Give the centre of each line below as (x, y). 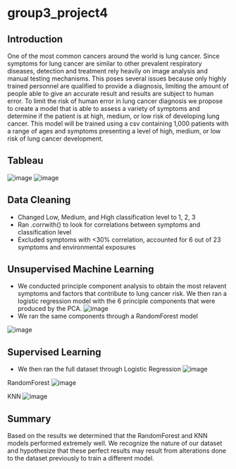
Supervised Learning (54, 352)
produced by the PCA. (50, 309)
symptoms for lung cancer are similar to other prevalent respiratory (105, 64)
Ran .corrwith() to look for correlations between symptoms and (109, 225)
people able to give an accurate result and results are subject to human (111, 94)
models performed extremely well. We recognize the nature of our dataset (115, 444)
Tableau (25, 161)
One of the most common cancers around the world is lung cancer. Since (113, 56)
